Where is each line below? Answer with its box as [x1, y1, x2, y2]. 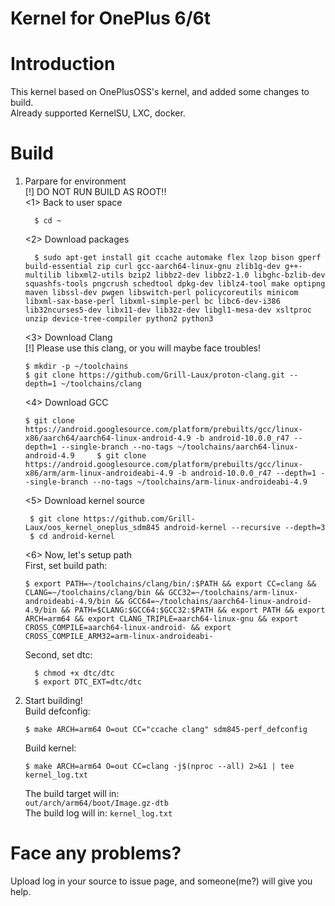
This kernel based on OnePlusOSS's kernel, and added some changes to [10, 86, 310, 98]
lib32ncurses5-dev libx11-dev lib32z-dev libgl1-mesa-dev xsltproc [24, 305, 312, 316]
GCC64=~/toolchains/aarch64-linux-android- [128, 597, 312, 607]
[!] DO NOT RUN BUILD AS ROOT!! [24, 186, 167, 198]
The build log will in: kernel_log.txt [24, 807, 173, 819]
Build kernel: [24, 742, 77, 754]
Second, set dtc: [24, 649, 93, 661]
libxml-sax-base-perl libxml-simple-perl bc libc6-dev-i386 [24, 297, 281, 307]
